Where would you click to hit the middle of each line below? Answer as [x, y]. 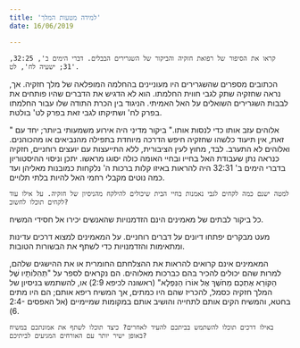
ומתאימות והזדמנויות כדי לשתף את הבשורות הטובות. [97, 246]
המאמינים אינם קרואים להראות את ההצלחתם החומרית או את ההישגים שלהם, [139, 263]
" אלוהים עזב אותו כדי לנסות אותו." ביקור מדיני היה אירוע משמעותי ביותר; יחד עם [144, 130]
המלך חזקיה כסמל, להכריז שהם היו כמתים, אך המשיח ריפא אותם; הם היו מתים [141, 292]
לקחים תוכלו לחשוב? [39, 202]
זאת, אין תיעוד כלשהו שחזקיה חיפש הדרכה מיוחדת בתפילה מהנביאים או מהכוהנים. [147, 139]
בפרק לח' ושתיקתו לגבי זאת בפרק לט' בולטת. [86, 112]
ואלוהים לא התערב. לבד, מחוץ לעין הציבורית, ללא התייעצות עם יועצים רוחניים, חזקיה [150, 149]
